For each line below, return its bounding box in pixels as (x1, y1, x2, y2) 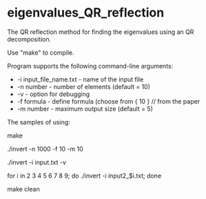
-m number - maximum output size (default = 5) (17, 104, 154, 113)
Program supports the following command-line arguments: (7, 61, 174, 70)
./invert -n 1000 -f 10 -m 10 (7, 144, 84, 153)
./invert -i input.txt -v (7, 158, 67, 167)
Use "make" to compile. (7, 48, 74, 57)
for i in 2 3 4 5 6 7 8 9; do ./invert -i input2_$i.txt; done (7, 171, 162, 180)
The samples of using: (7, 117, 70, 126)
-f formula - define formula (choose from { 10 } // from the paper (17, 97, 200, 105)
